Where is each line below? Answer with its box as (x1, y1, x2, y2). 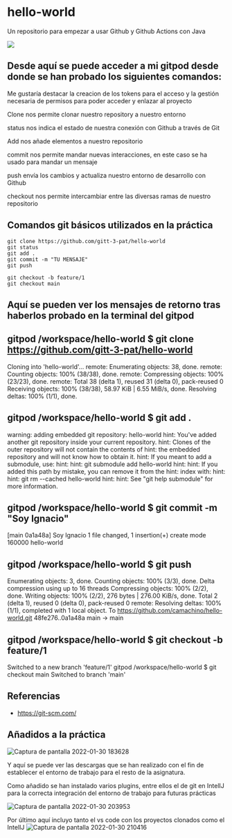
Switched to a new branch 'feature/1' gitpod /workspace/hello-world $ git (7, 663, 217, 672)
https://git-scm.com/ (17, 708, 77, 717)
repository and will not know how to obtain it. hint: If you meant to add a (7, 452, 212, 461)
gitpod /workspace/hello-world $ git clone (7, 333, 194, 345)
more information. (7, 482, 58, 490)
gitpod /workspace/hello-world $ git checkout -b (7, 634, 223, 645)
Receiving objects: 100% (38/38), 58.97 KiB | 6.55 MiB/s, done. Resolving (7, 384, 217, 393)
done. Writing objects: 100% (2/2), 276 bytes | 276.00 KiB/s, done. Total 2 (7, 591, 218, 600)
